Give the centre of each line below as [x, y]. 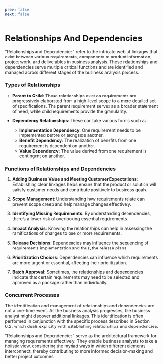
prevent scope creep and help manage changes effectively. [72, 204]
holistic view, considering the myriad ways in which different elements [75, 346]
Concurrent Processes [32, 295]
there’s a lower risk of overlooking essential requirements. [70, 219]
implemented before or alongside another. [61, 135]
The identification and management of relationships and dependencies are [80, 306]
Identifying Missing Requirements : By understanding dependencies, [81, 214]
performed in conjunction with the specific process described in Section [77, 321]
